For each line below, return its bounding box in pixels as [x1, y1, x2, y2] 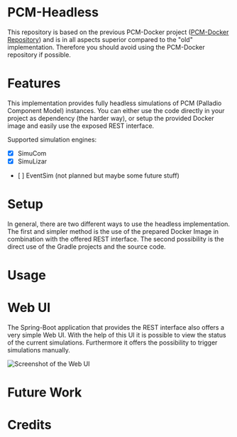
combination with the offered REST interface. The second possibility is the [7, 234, 225, 243]
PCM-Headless [7, 4, 99, 21]
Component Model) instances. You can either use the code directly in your [7, 106, 225, 114]
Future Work [7, 384, 82, 401]
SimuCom [17, 149, 47, 157]
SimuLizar [17, 157, 48, 166]
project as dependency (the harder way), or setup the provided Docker [7, 114, 214, 122]
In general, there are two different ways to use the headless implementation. [7, 220, 231, 228]
